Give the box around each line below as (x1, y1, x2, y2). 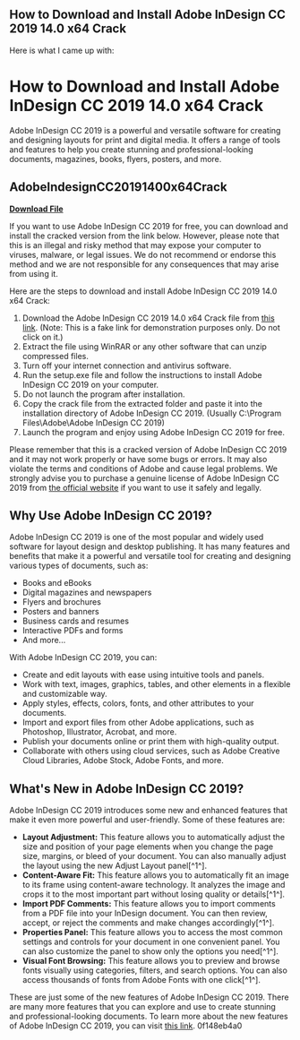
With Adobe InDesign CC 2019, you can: (9, 652, 158, 663)
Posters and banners (21, 606, 100, 617)
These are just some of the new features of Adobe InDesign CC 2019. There (9, 992, 289, 1002)
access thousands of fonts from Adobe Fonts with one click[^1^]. (21, 975, 261, 985)
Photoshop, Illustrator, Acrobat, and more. (21, 726, 177, 737)
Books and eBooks (21, 578, 92, 589)
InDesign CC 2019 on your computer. (21, 379, 159, 390)
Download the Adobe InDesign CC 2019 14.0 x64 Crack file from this (21, 313, 275, 323)
